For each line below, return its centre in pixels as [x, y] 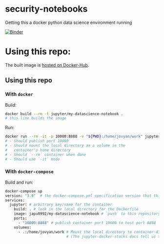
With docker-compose [29, 171]
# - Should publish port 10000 [37, 141]
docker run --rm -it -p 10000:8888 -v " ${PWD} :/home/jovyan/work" [74, 137]
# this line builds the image [36, 118]
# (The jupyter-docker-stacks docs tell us [111, 236]
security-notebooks [46, 9]
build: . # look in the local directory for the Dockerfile [76, 209]
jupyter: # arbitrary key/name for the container [61, 205]
